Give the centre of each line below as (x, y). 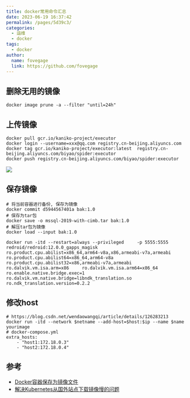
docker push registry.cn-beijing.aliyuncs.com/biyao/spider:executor (93, 159)
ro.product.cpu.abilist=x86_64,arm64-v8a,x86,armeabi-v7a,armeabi (89, 253)
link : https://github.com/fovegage (55, 66)
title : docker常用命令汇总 (36, 11)
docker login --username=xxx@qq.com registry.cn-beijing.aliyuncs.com (94, 144)
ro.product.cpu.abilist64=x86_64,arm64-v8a (60, 258)
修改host (22, 303)
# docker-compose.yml (32, 332)
